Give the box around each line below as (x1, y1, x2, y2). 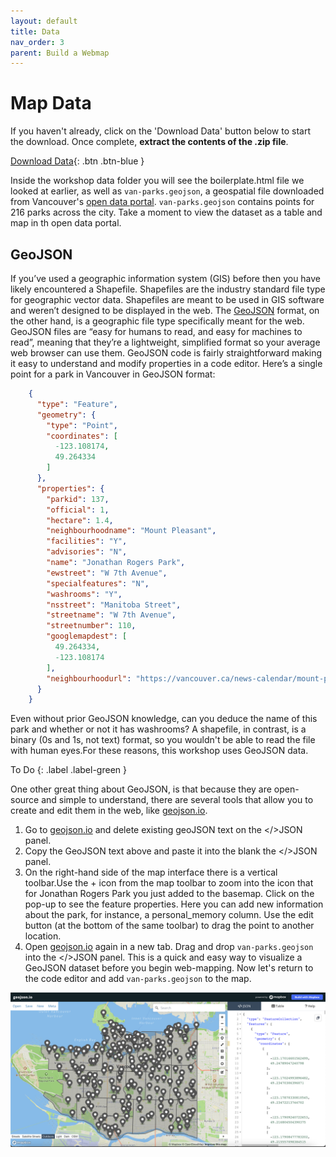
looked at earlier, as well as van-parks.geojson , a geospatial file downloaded (10, 185, 325, 197)
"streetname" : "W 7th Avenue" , (46, 610, 177, 620)
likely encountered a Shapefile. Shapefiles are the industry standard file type (10, 283, 326, 295)
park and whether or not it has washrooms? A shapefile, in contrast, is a (10, 723, 307, 735)
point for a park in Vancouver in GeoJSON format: (10, 368, 216, 380)
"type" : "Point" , (46, 420, 118, 430)
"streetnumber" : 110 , (46, 621, 137, 631)
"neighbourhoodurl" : (46, 673, 132, 684)
